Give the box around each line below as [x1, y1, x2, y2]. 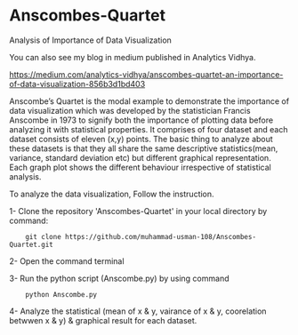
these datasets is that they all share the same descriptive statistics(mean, [9, 143, 278, 154]
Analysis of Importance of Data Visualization [9, 35, 172, 45]
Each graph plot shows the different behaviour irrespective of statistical [9, 162, 271, 172]
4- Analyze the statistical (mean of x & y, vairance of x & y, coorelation [9, 306, 267, 316]
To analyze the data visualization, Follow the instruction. [9, 188, 215, 199]
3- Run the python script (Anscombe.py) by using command [9, 273, 230, 283]
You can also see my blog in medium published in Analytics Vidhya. [9, 52, 256, 62]
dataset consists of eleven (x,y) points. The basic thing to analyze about [9, 133, 273, 144]
